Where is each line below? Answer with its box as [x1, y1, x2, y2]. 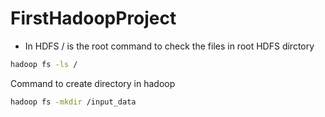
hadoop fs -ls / [10, 59, 78, 69]
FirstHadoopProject [10, 7, 177, 30]
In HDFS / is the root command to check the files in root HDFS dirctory [24, 40, 315, 52]
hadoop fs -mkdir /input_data [10, 97, 137, 107]
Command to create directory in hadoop [10, 77, 176, 89]
